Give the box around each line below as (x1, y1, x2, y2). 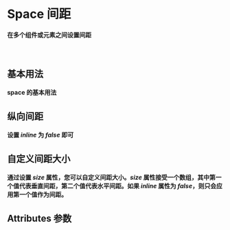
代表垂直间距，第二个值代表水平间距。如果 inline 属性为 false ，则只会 (19, 182, 217, 190)
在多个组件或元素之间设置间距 (7, 30, 91, 38)
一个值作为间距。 (19, 190, 67, 199)
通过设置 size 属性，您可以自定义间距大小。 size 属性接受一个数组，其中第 (7, 173, 216, 182)
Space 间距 (7, 6, 71, 22)
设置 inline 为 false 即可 (7, 131, 74, 139)
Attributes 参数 (7, 212, 72, 224)
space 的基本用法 (7, 89, 57, 97)
